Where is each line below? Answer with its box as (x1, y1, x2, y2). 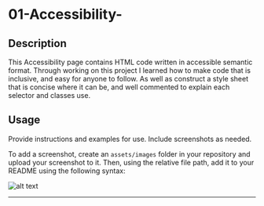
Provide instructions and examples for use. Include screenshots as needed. (8, 134, 252, 143)
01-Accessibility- (8, 5, 123, 23)
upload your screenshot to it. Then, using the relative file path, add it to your (8, 157, 255, 167)
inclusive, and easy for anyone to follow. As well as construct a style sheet (8, 74, 249, 83)
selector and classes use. (8, 91, 91, 99)
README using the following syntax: (8, 166, 126, 175)
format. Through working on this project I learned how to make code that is (8, 66, 251, 75)
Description (8, 37, 67, 50)
